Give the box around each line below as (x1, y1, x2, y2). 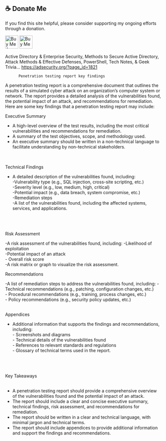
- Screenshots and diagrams (12, 331, 71, 337)
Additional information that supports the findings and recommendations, (12, 321, 160, 327)
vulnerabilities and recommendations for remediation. (12, 128, 122, 134)
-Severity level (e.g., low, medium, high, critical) (12, 184, 110, 190)
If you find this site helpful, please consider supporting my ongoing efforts (5, 20, 157, 26)
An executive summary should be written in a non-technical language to (12, 139, 160, 145)
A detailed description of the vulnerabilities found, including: (12, 173, 136, 179)
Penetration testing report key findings (18, 73, 106, 78)
